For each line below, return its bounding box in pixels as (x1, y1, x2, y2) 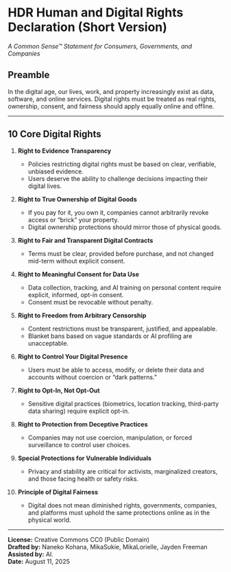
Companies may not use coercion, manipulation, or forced (27, 433, 193, 442)
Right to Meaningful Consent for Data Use (17, 270, 139, 278)
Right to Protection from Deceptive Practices (17, 420, 148, 428)
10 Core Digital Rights (8, 128, 101, 140)
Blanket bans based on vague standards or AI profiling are (27, 331, 193, 340)
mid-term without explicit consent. (27, 257, 125, 265)
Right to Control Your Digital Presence (17, 352, 128, 361)
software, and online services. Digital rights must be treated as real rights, (8, 95, 217, 103)
